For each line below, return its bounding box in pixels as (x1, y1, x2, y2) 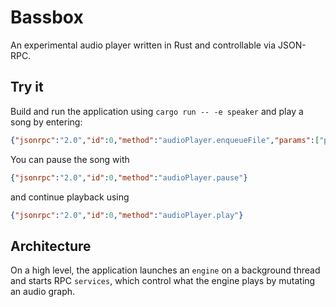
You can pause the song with (10, 153, 130, 165)
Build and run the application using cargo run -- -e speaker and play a (10, 105, 304, 117)
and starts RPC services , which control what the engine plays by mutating (10, 275, 316, 287)
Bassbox (10, 6, 84, 29)
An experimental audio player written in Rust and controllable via (10, 39, 277, 51)
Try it (10, 79, 44, 96)
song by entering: (10, 116, 83, 128)
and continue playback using (10, 191, 130, 203)
